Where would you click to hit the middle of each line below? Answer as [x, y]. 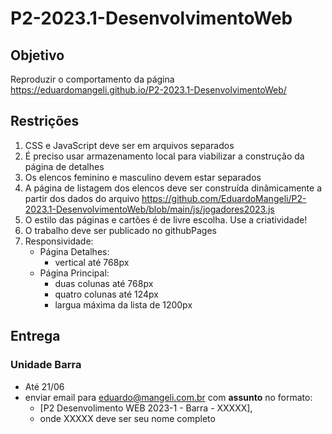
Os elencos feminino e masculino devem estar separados [143, 177]
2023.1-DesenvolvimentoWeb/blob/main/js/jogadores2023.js [149, 209]
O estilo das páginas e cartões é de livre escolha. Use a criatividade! [166, 219]
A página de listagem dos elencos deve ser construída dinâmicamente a [173, 188]
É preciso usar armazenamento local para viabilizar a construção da [164, 156]
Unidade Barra [46, 365]
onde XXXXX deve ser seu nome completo [127, 418]
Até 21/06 [44, 386]
